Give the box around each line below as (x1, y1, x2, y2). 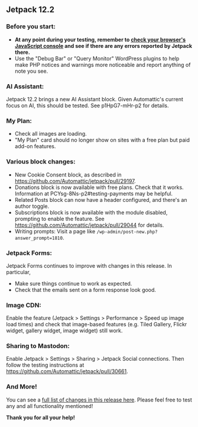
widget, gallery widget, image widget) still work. (6, 327, 123, 334)
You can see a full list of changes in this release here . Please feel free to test (6, 396, 192, 403)
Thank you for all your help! (6, 414, 75, 421)
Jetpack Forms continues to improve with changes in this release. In (6, 262, 173, 269)
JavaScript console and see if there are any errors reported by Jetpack (14, 42, 193, 49)
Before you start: (6, 23, 56, 31)
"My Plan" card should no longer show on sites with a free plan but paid (14, 136, 190, 144)
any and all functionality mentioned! (6, 402, 93, 409)
